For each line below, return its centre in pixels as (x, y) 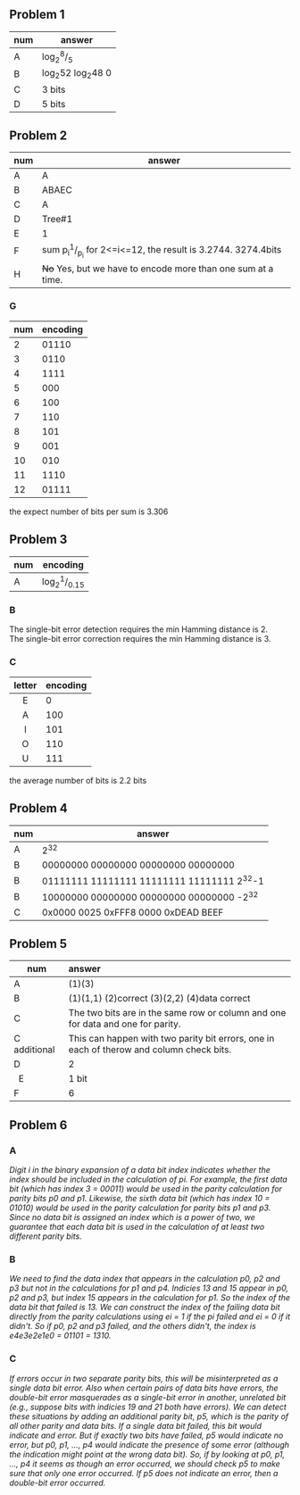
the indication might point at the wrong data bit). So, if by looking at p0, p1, (147, 1454)
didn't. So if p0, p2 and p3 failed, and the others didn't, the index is (133, 1326)
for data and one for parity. (125, 1024)
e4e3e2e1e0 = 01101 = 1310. (60, 1336)
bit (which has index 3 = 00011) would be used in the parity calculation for (146, 1189)
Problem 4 (39, 808)
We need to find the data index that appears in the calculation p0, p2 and (145, 1279)
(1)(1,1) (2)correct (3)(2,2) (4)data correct (159, 999)
